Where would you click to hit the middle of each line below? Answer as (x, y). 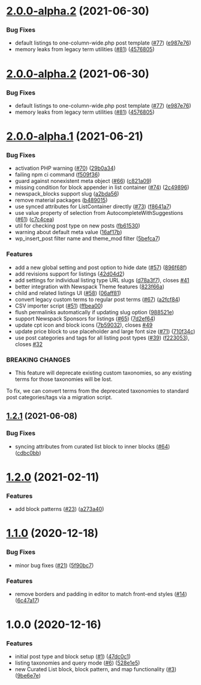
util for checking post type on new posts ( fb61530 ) (77, 226)
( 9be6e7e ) (28, 676)
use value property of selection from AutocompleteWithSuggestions (99, 213)
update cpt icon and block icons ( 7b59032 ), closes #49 (84, 325)
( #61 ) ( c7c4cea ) (34, 219)
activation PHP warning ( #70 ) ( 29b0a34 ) (65, 168)
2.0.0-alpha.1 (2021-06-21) (75, 136)
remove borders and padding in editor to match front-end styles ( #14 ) (101, 594)
